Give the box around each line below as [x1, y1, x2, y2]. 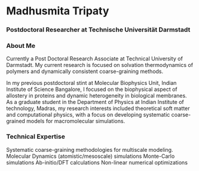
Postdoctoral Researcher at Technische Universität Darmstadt [6, 26, 191, 34]
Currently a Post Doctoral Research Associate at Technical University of [6, 55, 183, 62]
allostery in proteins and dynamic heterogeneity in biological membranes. [6, 92, 187, 99]
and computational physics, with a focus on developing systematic [6, 111, 170, 118]
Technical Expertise [6, 133, 66, 141]
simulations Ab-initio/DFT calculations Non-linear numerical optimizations [6, 158, 188, 166]
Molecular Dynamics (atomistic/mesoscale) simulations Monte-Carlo [6, 152, 175, 160]
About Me [6, 42, 36, 50]
